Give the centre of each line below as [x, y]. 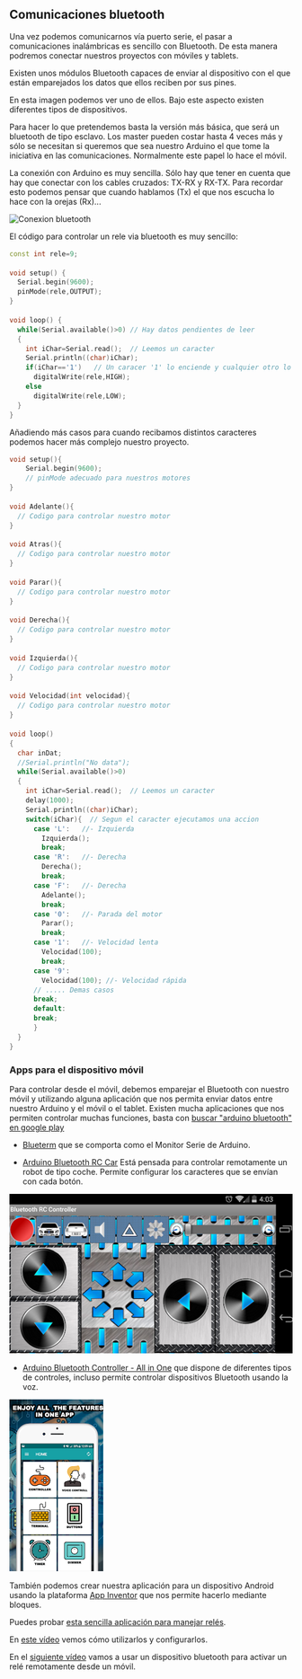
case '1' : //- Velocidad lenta [96, 942]
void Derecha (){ [40, 620]
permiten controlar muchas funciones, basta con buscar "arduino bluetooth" [151, 1118]
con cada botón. [53, 1181]
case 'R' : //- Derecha [80, 857]
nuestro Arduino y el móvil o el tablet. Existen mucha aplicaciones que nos [147, 1108]
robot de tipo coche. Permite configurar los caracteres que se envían [150, 1171]
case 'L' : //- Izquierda [84, 829]
